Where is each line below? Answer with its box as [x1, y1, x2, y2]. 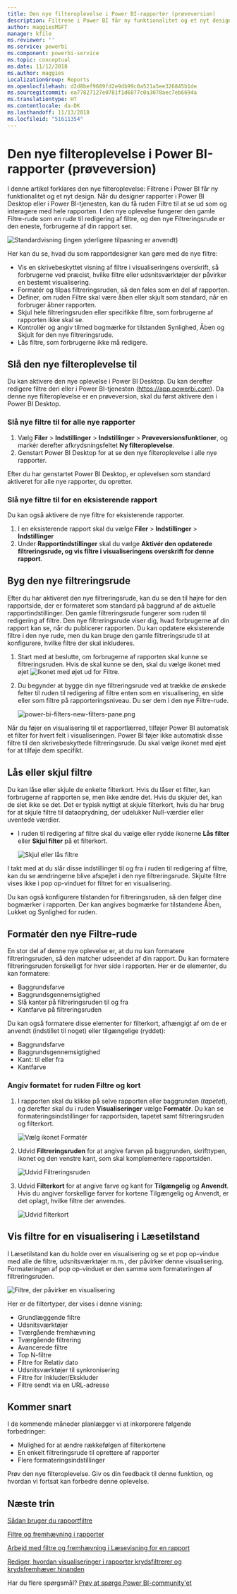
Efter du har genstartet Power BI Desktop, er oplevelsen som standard [7, 469, 211, 478]
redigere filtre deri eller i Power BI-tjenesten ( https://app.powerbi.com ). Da [7, 384, 224, 393]
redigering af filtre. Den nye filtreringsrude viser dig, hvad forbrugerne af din [7, 616, 230, 625]
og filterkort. [17, 1119, 54, 1128]
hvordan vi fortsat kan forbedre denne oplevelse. [7, 1477, 150, 1486]
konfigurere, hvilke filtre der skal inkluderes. [7, 639, 135, 647]
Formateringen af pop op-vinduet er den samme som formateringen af [7, 1264, 212, 1273]
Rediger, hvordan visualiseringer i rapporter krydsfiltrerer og [7, 1557, 182, 1566]
